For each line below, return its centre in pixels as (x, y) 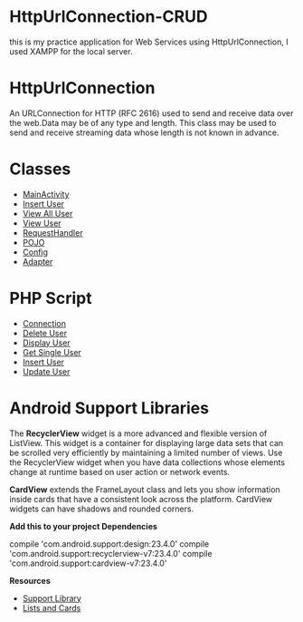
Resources (30, 580)
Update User (46, 371)
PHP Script (51, 298)
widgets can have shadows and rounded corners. (102, 509)
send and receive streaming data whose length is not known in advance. (144, 132)
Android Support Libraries (109, 408)
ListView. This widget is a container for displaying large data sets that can (147, 442)
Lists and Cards (52, 607)
